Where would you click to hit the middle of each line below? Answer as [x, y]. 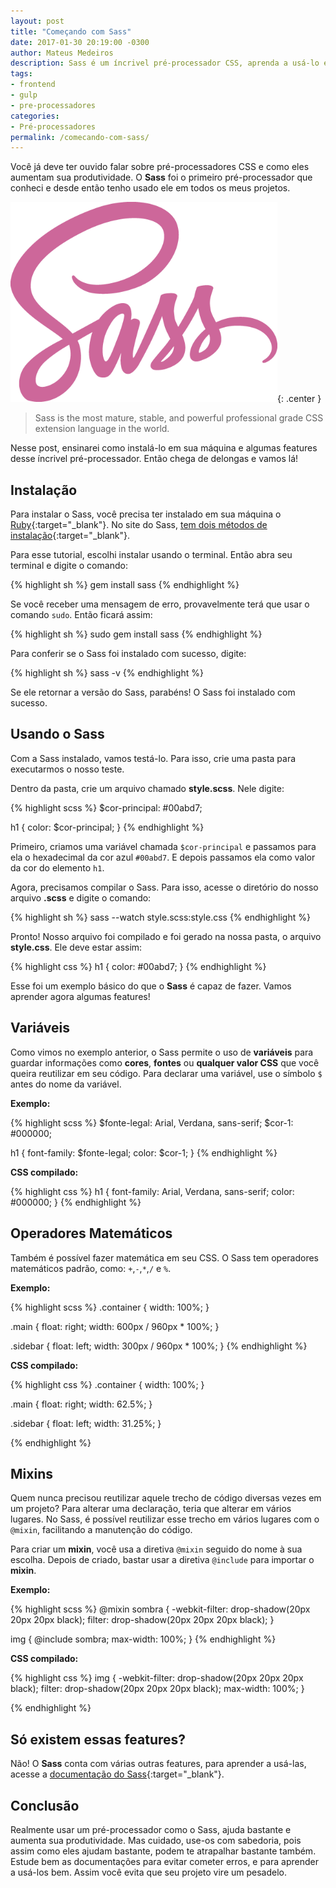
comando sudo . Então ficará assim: [81, 615]
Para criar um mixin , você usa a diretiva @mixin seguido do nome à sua [156, 1549]
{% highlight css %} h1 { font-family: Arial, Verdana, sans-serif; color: [152, 1191]
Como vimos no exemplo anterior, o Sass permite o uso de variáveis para [162, 1052]
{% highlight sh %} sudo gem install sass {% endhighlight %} [136, 634]
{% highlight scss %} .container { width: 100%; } [110, 1307]
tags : [21, 74]
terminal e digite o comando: [69, 566]
